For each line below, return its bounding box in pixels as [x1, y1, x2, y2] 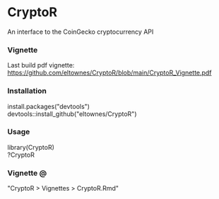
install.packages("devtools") [7, 102, 90, 110]
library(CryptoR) [7, 143, 55, 151]
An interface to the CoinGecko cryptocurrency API [7, 27, 154, 36]
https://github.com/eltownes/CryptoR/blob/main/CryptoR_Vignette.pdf [7, 68, 212, 77]
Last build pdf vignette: [7, 61, 75, 70]
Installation [7, 86, 47, 96]
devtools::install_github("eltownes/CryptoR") [7, 110, 137, 118]
